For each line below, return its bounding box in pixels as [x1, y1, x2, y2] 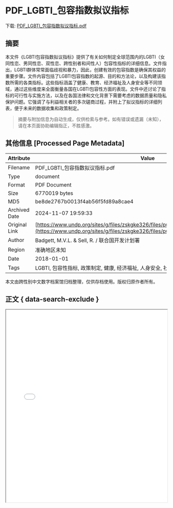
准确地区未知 [35, 246, 67, 253]
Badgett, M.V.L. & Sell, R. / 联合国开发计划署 [35, 237, 140, 244]
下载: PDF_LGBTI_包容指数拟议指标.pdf [5, 23, 87, 29]
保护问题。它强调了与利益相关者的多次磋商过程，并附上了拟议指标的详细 [5, 99, 158, 105]
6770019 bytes [35, 190, 73, 197]
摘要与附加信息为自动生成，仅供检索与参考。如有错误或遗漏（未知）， [17, 116, 164, 122]
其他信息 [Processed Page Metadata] [5, 139, 125, 148]
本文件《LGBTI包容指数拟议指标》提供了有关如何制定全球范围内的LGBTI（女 [5, 53, 165, 60]
